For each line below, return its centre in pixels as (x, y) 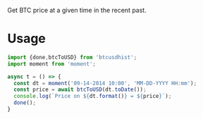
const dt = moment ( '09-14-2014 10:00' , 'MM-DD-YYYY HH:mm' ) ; (105, 83)
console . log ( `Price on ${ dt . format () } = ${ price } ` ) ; (93, 96)
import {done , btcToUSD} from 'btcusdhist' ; (72, 57)
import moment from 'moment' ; (52, 64)
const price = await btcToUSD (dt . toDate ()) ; (80, 90)
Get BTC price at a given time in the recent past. (77, 10)
